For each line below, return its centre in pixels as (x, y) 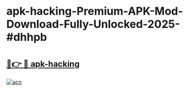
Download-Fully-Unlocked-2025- (93, 24)
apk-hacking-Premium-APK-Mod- (95, 11)
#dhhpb (27, 37)
